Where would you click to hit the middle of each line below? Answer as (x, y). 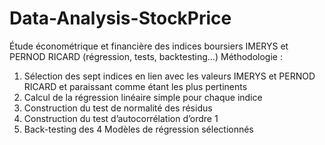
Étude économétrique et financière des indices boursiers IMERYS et (149, 46)
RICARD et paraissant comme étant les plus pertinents (135, 86)
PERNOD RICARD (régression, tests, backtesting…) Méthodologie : (146, 56)
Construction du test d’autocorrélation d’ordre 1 (121, 118)
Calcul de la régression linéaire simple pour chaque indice (143, 97)
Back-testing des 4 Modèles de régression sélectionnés (138, 129)
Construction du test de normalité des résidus (118, 108)
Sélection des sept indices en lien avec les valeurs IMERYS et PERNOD (169, 76)
